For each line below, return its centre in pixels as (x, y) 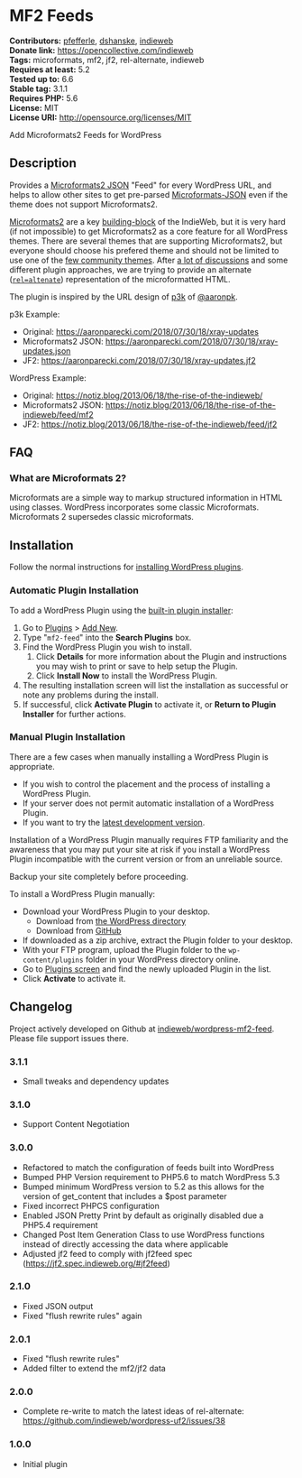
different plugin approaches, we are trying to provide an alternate (131, 269)
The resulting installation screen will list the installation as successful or (155, 685)
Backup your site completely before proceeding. (99, 876)
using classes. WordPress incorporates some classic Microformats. (134, 507)
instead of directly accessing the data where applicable (125, 1244)
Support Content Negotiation (76, 1124)
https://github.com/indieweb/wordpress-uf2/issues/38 (124, 1421)
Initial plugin (45, 1464)
